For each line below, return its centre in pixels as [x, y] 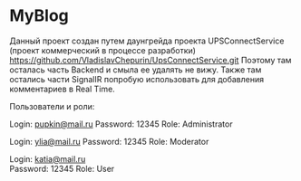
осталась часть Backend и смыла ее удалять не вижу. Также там [136, 70]
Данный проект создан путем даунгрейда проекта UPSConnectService [147, 41]
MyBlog [39, 16]
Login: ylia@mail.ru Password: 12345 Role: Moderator [109, 141]
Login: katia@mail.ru [48, 158]
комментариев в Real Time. [62, 89]
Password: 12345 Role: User [62, 168]
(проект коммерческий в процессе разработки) [103, 50]
